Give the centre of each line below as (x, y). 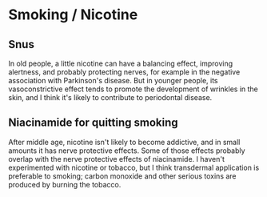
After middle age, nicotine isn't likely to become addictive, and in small (124, 142)
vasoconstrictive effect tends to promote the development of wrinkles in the (133, 89)
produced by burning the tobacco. (65, 184)
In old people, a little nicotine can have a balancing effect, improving (121, 63)
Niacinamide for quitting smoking (93, 123)
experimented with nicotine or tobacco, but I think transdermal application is (134, 167)
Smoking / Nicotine (73, 15)
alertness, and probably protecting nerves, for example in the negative (124, 72)
